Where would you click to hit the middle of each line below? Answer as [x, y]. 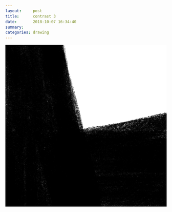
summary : [15, 27]
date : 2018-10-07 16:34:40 [41, 22]
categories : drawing [27, 33]
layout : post [24, 11]
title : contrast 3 [31, 16]
